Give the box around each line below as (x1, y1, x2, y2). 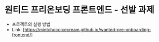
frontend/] (11, 32, 33, 38)
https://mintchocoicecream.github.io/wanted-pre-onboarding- (24, 27, 152, 32)
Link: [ (11, 27, 25, 32)
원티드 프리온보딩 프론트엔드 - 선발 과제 (4, 4, 155, 15)
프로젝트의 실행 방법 (11, 21, 50, 27)
